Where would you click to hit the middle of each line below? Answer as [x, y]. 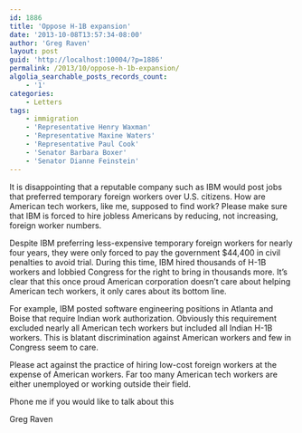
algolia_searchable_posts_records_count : [89, 77]
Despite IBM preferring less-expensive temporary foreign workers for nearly [151, 243]
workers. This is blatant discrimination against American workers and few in [151, 337]
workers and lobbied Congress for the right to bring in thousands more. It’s [148, 272]
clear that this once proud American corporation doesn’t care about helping [150, 281]
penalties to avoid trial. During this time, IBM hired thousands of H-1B [138, 262]
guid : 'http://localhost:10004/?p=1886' [87, 60]
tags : [19, 111]
